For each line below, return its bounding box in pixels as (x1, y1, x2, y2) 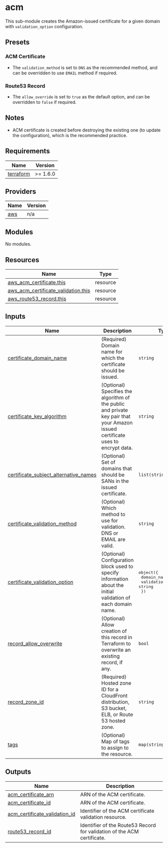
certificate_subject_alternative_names (7, 471, 96, 478)
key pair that (101, 413, 131, 420)
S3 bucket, (101, 704, 127, 711)
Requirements (5, 147, 50, 156)
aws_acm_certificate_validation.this (7, 287, 90, 294)
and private (101, 406, 128, 413)
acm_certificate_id (7, 799, 51, 806)
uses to (101, 438, 119, 445)
